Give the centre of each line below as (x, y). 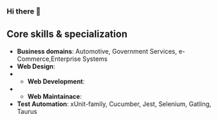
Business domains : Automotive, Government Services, (97, 51)
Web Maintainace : (55, 96)
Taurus (27, 111)
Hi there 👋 (24, 11)
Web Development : (56, 81)
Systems (95, 59)
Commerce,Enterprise (49, 59)
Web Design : (36, 66)
